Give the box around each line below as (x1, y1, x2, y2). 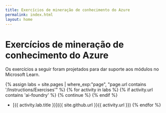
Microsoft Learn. (5, 71, 40, 78)
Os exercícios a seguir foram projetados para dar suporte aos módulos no (5, 66, 159, 72)
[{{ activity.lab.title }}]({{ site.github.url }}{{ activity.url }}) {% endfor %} (12, 102, 161, 108)
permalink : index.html (5, 12, 53, 17)
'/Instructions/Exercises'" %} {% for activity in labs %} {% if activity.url (5, 87, 153, 93)
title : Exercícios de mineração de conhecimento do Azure (5, 7, 130, 13)
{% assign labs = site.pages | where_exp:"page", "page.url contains (5, 82, 147, 88)
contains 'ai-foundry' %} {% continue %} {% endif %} (5, 92, 118, 98)
